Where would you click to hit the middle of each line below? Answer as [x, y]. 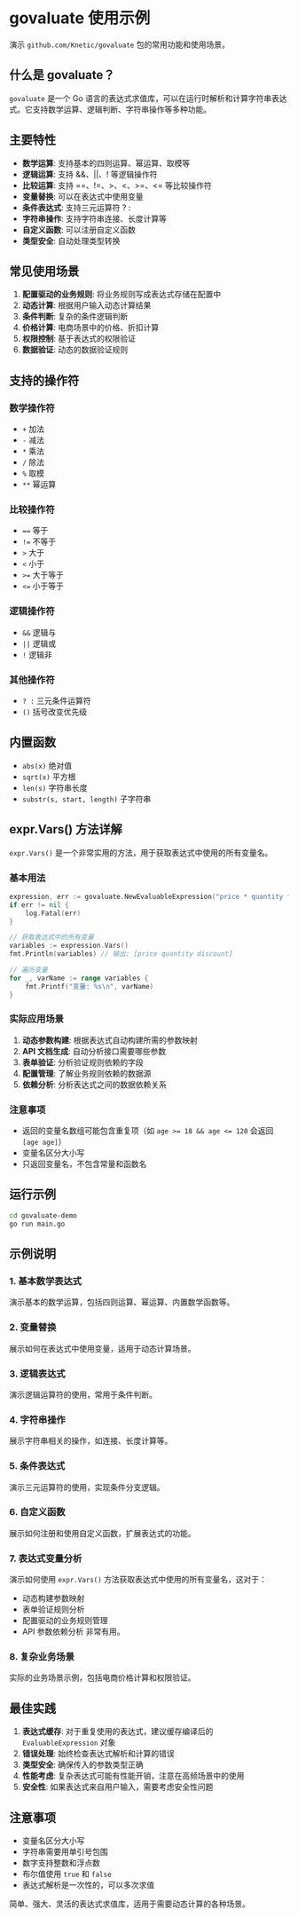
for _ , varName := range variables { [79, 978]
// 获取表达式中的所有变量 [52, 937]
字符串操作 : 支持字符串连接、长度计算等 [94, 218]
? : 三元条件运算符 [56, 700]
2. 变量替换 [33, 1328]
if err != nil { [39, 905]
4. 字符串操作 [38, 1419]
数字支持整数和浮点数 [61, 1863]
